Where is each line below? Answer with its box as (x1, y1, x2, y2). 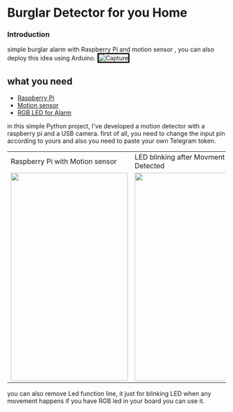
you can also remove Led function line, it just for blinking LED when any (7, 390, 212, 398)
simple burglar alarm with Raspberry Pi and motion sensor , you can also (7, 45, 215, 53)
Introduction (7, 30, 50, 40)
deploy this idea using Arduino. (7, 54, 96, 62)
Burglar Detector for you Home (7, 5, 188, 21)
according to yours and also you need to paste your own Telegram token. (7, 137, 216, 145)
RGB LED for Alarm (17, 109, 71, 117)
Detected (135, 161, 165, 171)
